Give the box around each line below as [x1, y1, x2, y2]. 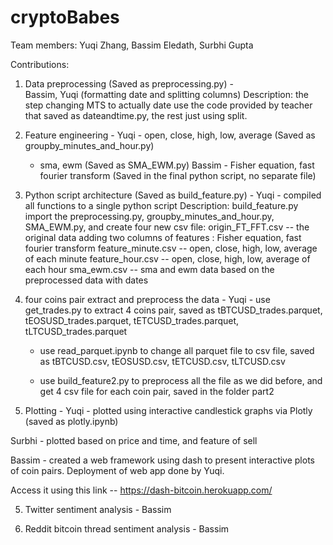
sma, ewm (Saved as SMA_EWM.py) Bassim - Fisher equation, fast [39, 159, 315, 171]
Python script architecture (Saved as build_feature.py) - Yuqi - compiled [24, 189, 322, 201]
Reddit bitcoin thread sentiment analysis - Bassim [24, 522, 230, 535]
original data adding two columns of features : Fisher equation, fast [24, 231, 302, 243]
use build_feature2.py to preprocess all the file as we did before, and [39, 374, 323, 386]
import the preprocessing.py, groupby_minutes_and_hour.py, [24, 210, 275, 222]
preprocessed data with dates [24, 274, 149, 286]
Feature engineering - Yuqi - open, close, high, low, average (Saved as [24, 129, 316, 141]
